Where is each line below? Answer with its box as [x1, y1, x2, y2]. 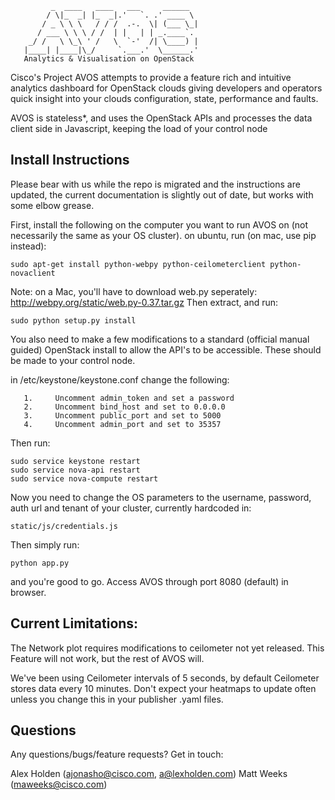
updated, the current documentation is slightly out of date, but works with [10, 188, 314, 201]
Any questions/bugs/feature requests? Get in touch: [10, 748, 224, 761]
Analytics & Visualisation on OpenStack [23, 54, 195, 64]
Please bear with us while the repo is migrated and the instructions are [10, 178, 301, 190]
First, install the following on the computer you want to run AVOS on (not [10, 218, 309, 231]
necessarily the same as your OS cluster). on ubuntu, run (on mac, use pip [10, 229, 317, 241]
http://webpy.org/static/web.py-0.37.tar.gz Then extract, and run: [10, 296, 279, 308]
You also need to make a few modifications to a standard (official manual [10, 333, 310, 345]
